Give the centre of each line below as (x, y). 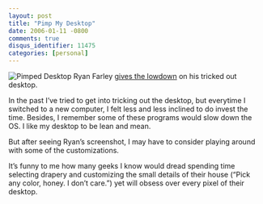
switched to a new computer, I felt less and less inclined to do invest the (128, 109)
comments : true (34, 38)
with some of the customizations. (64, 150)
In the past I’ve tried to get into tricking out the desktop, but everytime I (127, 100)
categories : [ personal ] (49, 53)
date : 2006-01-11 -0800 (49, 31)
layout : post (30, 16)
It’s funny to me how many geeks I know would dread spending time (122, 166)
